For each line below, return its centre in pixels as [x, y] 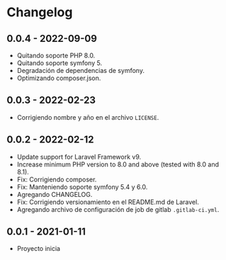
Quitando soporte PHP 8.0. [56, 55]
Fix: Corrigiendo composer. [57, 179]
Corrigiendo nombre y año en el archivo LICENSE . [88, 117]
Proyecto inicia [39, 249]
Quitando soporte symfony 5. [60, 63]
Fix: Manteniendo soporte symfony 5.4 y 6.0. [82, 187]
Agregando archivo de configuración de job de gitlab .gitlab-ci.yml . [118, 209]
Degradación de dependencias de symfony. [80, 70]
